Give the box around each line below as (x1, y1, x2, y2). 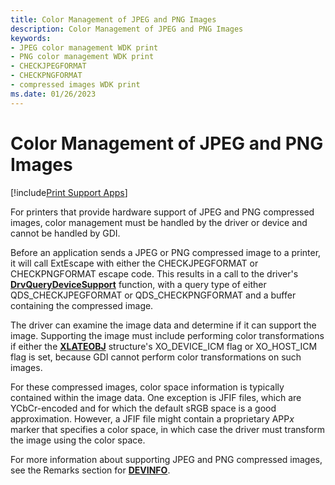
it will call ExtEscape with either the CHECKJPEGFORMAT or (10, 257, 259, 269)
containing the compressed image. (10, 299, 154, 311)
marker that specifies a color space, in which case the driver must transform (10, 423, 325, 435)
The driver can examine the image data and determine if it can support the (10, 319, 317, 331)
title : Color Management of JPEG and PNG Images (10, 14, 217, 25)
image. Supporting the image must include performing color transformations (10, 329, 325, 341)
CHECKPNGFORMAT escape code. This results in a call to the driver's (10, 267, 299, 280)
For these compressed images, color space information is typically (10, 381, 285, 393)
